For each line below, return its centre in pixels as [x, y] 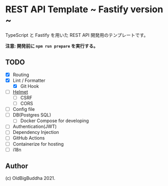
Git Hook [30, 86]
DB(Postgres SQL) [32, 115]
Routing [21, 75]
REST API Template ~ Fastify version [84, 9]
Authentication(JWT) [35, 127]
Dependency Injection [36, 132]
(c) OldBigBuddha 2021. [30, 178]
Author [17, 166]
